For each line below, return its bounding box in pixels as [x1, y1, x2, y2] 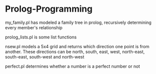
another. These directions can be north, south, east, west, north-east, [5, 49, 145, 55]
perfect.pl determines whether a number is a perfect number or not [5, 63, 140, 69]
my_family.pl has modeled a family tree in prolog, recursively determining [5, 19, 152, 25]
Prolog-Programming [5, 3, 93, 15]
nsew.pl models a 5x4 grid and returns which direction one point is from [5, 43, 150, 49]
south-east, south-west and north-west [5, 54, 84, 59]
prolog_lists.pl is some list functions [5, 34, 77, 40]
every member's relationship [5, 24, 62, 30]
